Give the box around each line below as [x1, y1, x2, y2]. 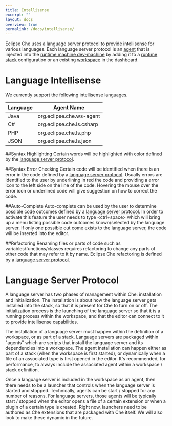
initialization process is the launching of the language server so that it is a [5, 308, 160, 314]
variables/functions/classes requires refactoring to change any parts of [5, 246, 156, 252]
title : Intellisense [5, 7, 50, 13]
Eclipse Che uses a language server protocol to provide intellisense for [5, 40, 155, 47]
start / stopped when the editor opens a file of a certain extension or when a [5, 398, 166, 404]
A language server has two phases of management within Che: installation [5, 291, 162, 297]
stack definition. [5, 367, 39, 373]
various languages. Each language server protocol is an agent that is [5, 46, 150, 52]
